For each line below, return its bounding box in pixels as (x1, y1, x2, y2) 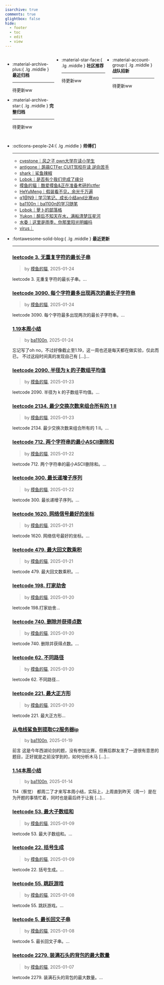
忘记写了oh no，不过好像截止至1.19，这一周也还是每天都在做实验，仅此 (12, 347, 155, 353)
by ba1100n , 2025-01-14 (24, 779, 73, 785)
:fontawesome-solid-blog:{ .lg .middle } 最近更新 (12, 236, 110, 242)
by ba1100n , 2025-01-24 (24, 337, 74, 343)
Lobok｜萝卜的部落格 (19, 207, 62, 213)
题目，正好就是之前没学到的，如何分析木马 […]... (12, 753, 110, 760)
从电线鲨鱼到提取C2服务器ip (12, 726, 79, 733)
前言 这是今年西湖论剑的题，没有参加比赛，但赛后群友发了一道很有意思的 (12, 747, 159, 753)
